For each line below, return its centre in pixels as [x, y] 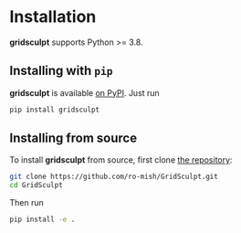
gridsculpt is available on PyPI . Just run [84, 92]
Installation [53, 17]
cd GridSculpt [37, 185]
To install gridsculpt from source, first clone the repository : [121, 160]
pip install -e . [42, 220]
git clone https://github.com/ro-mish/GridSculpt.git [114, 177]
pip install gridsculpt [55, 110]
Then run [26, 203]
